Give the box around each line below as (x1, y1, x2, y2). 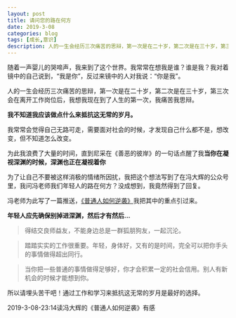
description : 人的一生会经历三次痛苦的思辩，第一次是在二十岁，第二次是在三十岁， (7, 43, 221, 50)
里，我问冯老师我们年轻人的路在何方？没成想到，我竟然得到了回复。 (7, 182, 204, 190)
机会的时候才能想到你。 (24, 274, 93, 281)
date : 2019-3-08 (7, 23, 55, 30)
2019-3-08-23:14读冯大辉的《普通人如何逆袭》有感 (7, 303, 156, 312)
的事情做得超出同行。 (24, 250, 86, 258)
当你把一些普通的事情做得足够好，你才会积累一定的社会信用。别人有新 (24, 265, 228, 273)
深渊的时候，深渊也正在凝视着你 (13, 158, 106, 166)
